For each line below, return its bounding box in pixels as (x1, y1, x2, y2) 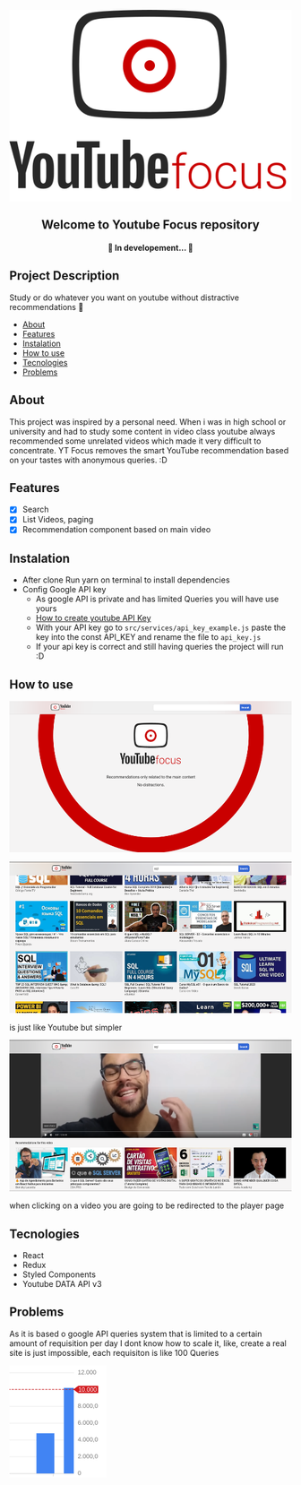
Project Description (9, 268, 120, 283)
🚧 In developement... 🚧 (107, 242, 194, 253)
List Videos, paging (21, 514, 94, 525)
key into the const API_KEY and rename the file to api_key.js (35, 632, 262, 643)
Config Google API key (21, 584, 107, 595)
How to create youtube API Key (35, 613, 151, 624)
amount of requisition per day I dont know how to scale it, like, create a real (9, 1337, 287, 1349)
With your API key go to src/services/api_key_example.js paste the (35, 622, 287, 633)
